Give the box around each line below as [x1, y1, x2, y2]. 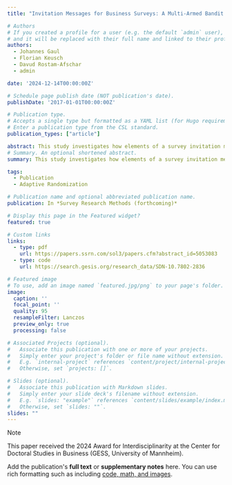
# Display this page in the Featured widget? [7, 212, 140, 219]
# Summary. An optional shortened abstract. [7, 149, 137, 156]
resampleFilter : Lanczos [13, 315, 85, 321]
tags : [7, 168, 23, 175]
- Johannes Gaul [13, 48, 60, 55]
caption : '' [13, 295, 48, 302]
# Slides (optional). [7, 377, 70, 385]
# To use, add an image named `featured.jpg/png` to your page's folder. [7, 282, 224, 289]
